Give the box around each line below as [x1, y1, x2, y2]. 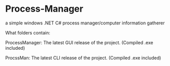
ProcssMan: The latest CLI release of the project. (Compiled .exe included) [5, 54, 161, 61]
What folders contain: [5, 29, 51, 36]
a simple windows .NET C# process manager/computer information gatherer [5, 20, 165, 26]
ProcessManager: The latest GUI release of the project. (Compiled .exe [5, 39, 153, 46]
